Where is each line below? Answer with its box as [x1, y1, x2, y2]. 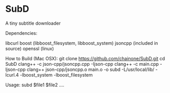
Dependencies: [5, 30, 37, 36]
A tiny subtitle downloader [5, 20, 61, 26]
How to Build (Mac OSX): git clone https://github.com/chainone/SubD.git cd [5, 55, 165, 62]
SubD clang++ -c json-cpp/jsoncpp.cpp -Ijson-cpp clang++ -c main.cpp [5, 61, 159, 67]
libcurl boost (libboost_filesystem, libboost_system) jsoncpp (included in [5, 40, 158, 46]
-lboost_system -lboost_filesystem [20, 71, 93, 78]
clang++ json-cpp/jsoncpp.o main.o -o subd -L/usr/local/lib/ [26, 66, 155, 72]
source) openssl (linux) [5, 45, 54, 51]
